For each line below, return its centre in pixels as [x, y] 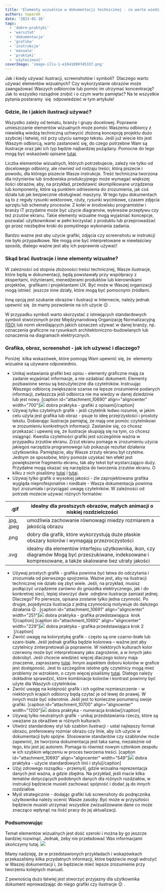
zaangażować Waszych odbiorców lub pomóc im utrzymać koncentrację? [80, 89]
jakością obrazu [45, 526]
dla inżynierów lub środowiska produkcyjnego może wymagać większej [77, 179]
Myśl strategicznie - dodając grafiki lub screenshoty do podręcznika [81, 794]
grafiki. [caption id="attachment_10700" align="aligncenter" [73, 705]
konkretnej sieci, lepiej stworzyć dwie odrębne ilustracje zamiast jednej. [85, 594]
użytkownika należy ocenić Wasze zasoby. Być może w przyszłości [80, 800]
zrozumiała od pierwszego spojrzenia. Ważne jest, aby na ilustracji [80, 578]
